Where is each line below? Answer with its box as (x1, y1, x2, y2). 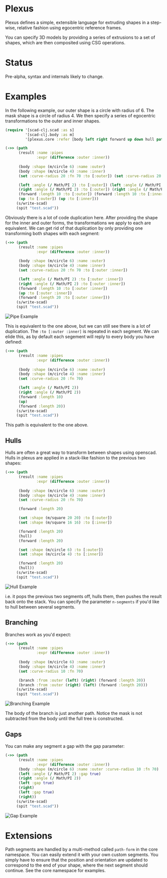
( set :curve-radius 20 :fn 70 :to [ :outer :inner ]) (18, 268, 128, 273)
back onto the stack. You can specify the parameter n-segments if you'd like (5, 599, 160, 605)
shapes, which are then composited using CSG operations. (5, 39, 126, 45)
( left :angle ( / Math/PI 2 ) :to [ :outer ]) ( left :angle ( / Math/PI (18, 182, 162, 187)
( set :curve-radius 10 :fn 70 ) (18, 669, 83, 674)
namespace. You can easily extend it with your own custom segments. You (5, 852, 159, 858)
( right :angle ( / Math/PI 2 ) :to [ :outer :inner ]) (18, 281, 126, 286)
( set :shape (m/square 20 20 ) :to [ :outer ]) (18, 516, 112, 521)
